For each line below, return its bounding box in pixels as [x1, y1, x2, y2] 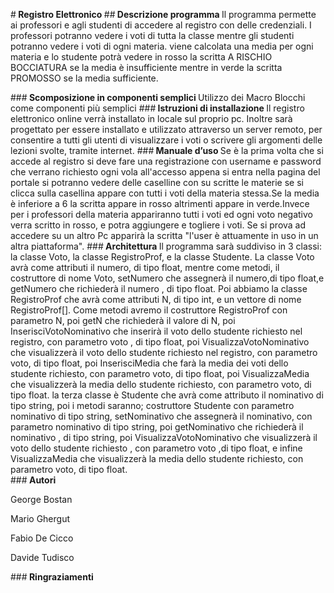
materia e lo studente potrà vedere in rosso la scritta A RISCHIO [10, 51, 273, 63]
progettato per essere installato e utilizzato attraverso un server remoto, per [10, 124, 323, 135]
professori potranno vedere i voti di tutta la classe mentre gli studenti [10, 30, 295, 41]
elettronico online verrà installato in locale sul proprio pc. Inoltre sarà [10, 113, 293, 124]
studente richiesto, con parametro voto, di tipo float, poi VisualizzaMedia [10, 368, 310, 379]
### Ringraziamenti [10, 571, 94, 583]
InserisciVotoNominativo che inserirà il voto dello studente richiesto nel [10, 325, 303, 337]
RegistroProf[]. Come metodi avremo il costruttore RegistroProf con [10, 304, 288, 316]
